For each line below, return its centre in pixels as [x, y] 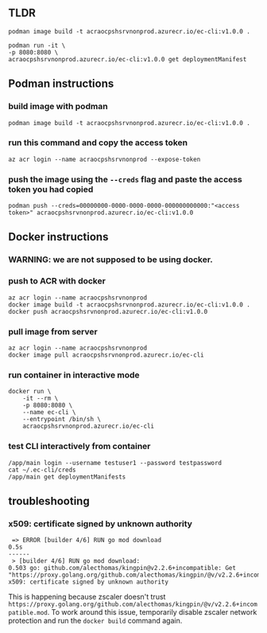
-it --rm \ [41, 399]
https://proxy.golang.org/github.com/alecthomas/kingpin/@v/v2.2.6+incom [133, 604]
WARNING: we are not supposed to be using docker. [110, 260]
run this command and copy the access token [98, 143]
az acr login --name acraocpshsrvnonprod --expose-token [104, 159]
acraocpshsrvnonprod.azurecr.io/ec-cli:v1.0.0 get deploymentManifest [128, 59]
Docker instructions [58, 237]
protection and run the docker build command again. [95, 621]
